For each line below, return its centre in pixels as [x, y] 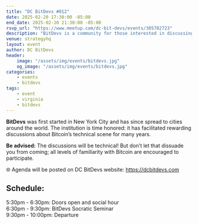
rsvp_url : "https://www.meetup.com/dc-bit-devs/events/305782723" [89, 28]
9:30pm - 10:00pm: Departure [42, 215]
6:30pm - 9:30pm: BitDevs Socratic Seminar [60, 209]
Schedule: [25, 188]
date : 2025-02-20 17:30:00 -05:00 [49, 17]
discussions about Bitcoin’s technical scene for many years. [79, 134]
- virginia [30, 99]
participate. [20, 158]
